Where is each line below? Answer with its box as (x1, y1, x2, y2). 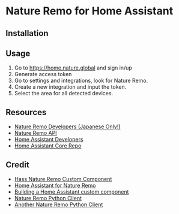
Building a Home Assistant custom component (14, 188, 129, 195)
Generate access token (14, 71, 72, 78)
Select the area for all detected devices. (14, 90, 114, 97)
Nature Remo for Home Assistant (5, 4, 174, 18)
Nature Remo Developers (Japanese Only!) (14, 123, 121, 130)
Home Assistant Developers (14, 136, 83, 143)
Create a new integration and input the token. (14, 83, 127, 91)
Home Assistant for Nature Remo (14, 182, 96, 189)
